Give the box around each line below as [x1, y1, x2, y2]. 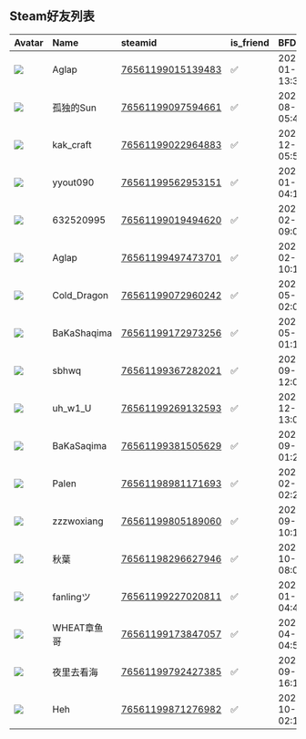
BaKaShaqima [52, 327, 112, 339]
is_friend [230, 36, 270, 48]
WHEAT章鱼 [52, 621, 104, 634]
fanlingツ [52, 590, 91, 603]
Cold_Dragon [52, 288, 109, 301]
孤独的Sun [52, 101, 97, 114]
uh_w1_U [52, 401, 92, 414]
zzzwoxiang [52, 515, 104, 527]
